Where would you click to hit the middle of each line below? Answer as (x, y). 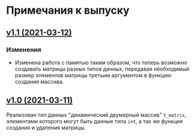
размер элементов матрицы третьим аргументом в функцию (93, 75)
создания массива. (39, 81)
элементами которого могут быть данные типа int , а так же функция (95, 121)
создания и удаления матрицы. (46, 127)
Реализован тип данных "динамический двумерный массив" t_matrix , (96, 115)
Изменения (24, 50)
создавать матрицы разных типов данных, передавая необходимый (102, 69)
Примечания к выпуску (68, 10)
